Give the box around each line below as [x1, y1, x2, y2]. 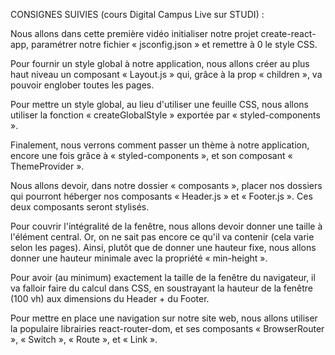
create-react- [260, 28, 317, 39]
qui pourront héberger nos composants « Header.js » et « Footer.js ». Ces [10, 190, 313, 202]
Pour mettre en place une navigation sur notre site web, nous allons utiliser [10, 312, 318, 324]
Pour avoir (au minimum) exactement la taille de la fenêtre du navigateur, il [10, 272, 316, 283]
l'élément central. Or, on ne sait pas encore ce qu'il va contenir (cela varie [10, 231, 315, 243]
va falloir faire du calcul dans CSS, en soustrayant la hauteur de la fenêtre [10, 282, 314, 294]
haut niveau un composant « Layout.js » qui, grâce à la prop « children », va [10, 69, 323, 80]
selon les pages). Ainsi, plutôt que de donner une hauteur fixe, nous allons [10, 242, 317, 253]
